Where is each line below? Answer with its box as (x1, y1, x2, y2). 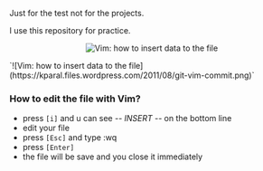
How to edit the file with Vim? (9, 92, 142, 105)
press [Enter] (22, 142, 75, 153)
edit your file (22, 122, 70, 134)
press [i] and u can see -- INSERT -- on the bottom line (22, 113, 232, 124)
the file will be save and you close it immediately (22, 151, 203, 162)
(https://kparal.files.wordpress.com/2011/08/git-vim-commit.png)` (9, 70, 255, 81)
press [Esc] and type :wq (22, 132, 117, 143)
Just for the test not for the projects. (9, 8, 145, 18)
